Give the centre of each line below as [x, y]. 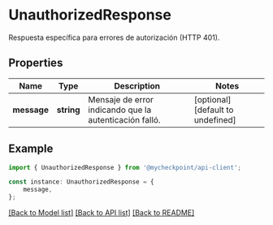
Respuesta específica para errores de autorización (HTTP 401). [114, 37]
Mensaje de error [121, 99]
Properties [36, 63]
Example [31, 149]
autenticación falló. [124, 119]
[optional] [212, 99]
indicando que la [120, 110]
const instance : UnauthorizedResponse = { [81, 182]
